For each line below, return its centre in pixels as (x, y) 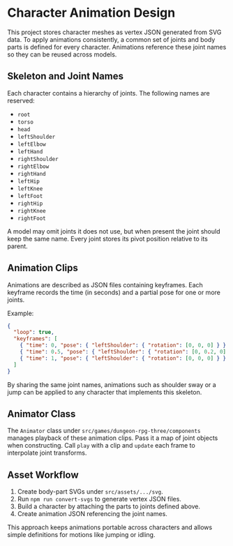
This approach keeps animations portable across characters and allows (110, 527)
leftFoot (30, 196)
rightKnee (32, 211)
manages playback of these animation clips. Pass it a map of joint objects (113, 438)
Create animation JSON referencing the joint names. (92, 514)
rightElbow (33, 166)
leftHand (30, 151)
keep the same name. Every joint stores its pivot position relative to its (107, 238)
